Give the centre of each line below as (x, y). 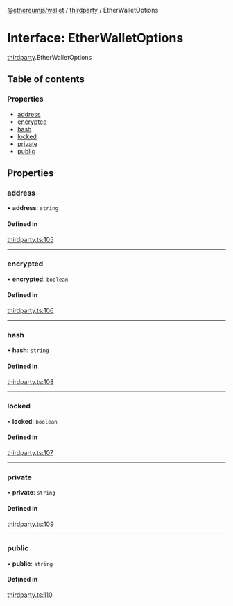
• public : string (30, 564)
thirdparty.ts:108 (31, 381)
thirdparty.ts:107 (31, 453)
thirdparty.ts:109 (31, 524)
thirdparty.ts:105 (31, 239)
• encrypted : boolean (38, 279)
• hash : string (28, 350)
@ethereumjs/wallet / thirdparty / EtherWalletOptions (83, 10)
